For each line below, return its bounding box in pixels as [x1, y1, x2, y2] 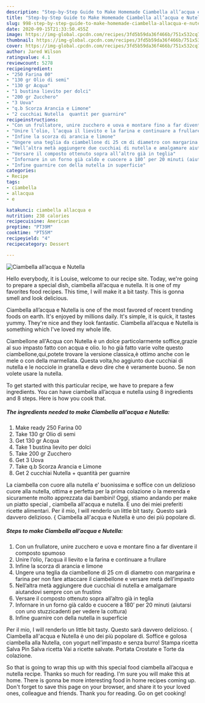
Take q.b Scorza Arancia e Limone [15, 463, 102, 470]
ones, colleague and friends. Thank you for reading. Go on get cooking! [6, 690, 186, 697]
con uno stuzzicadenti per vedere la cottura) [15, 607, 128, 615]
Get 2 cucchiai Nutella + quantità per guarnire [15, 469, 131, 476]
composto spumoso [15, 549, 66, 557]
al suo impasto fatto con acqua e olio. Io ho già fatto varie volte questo [6, 344, 184, 351]
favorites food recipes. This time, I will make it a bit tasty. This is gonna [6, 288, 184, 295]
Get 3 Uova [15, 456, 44, 463]
